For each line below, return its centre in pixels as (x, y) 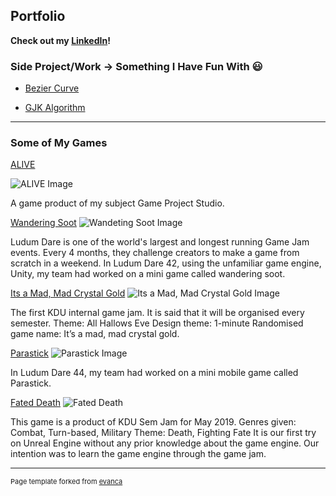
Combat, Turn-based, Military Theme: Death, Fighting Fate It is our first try (163, 433)
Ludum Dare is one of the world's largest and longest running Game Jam (160, 242)
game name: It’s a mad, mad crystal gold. (95, 334)
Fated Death (36, 403)
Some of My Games (59, 143)
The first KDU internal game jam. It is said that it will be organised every (157, 313)
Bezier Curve (52, 88)
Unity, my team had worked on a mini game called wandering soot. (148, 274)
